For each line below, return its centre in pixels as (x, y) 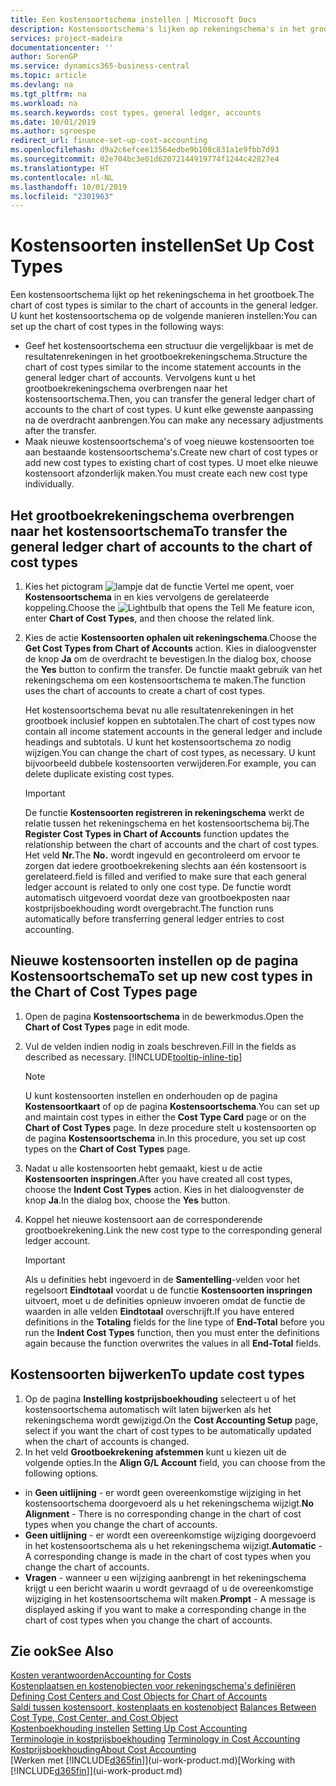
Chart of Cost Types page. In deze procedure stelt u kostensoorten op (170, 1127)
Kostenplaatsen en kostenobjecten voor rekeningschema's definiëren (153, 1686)
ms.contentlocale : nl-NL (62, 177)
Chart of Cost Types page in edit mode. (107, 1027)
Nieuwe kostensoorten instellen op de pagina (154, 961)
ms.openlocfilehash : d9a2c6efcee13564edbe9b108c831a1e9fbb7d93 (145, 150)
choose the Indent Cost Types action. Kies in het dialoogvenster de (164, 1189)
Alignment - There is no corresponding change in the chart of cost (163, 1513)
